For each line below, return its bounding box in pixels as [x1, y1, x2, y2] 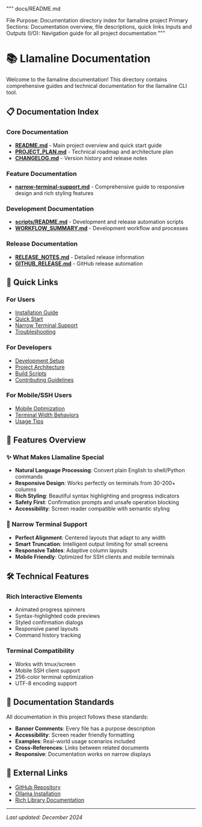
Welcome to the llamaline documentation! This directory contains [6, 75, 167, 83]
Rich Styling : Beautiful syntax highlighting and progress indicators [14, 492, 180, 499]
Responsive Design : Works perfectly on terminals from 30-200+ [14, 479, 176, 487]
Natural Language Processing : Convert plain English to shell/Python [14, 467, 185, 474]
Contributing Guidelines [14, 376, 74, 383]
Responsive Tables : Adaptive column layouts [14, 546, 127, 554]
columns [14, 486, 37, 493]
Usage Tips [14, 417, 44, 425]
